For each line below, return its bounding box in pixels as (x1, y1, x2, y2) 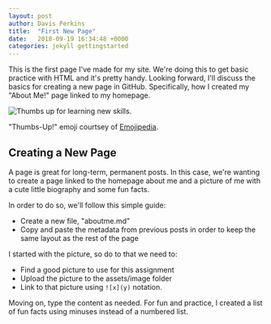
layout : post (8, 11, 53, 20)
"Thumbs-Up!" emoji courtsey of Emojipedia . (8, 122, 159, 132)
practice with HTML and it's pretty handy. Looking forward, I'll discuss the (8, 73, 256, 83)
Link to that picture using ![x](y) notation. (19, 282, 162, 291)
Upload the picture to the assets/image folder (19, 274, 173, 283)
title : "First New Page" (8, 27, 96, 35)
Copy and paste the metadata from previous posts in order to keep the (19, 225, 256, 234)
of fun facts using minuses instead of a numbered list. (8, 306, 189, 316)
